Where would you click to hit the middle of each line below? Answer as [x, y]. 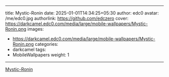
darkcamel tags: [29, 49]
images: [36, 29]
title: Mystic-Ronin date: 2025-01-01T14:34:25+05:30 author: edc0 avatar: [82, 13]
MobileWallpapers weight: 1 [41, 55]
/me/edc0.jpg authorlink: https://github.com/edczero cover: [67, 18]
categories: [47, 44]
